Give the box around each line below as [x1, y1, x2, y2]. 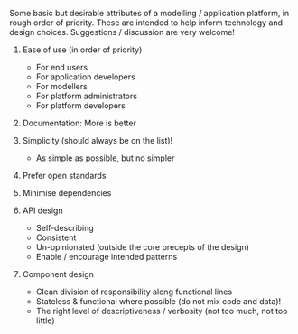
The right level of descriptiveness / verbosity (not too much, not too [35, 306, 288, 316]
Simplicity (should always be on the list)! [22, 135, 173, 145]
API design [22, 205, 63, 216]
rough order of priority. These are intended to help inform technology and [9, 17, 283, 28]
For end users [35, 62, 88, 72]
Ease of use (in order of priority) [22, 44, 143, 55]
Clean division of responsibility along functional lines [35, 286, 233, 297]
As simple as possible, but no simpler [35, 153, 175, 163]
